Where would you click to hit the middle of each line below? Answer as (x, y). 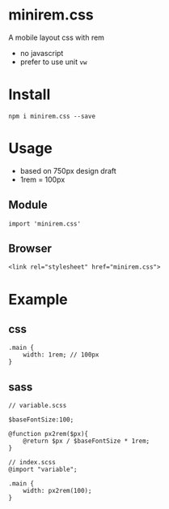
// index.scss (32, 463)
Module (28, 205)
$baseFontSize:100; (41, 420)
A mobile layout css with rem (57, 37)
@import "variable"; (43, 470)
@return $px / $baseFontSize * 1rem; (87, 441)
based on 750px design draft (68, 170)
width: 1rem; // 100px (61, 355)
